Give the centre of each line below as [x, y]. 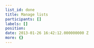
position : [16, 28]
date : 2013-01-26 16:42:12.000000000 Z [47, 33]
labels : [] [17, 24]
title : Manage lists [27, 14]
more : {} [14, 38]
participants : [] [23, 19]
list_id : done [20, 10]
